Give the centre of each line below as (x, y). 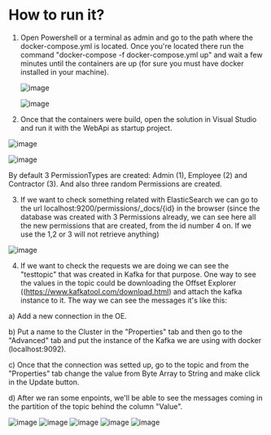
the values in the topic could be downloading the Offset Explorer (128, 283)
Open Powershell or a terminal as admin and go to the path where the (137, 37)
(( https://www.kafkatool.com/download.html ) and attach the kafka (131, 291)
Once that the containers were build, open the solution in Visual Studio (138, 119)
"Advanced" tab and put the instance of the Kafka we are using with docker (135, 340)
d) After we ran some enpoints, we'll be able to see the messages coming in (135, 398)
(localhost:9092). (37, 349)
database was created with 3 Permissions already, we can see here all (138, 216)
